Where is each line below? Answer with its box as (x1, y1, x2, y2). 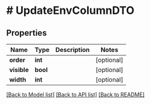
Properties (6, 28, 47, 38)
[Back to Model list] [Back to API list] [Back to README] (6, 91, 145, 98)
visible (9, 66, 29, 74)
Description (55, 46, 90, 54)
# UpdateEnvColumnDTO (6, 4, 135, 18)
